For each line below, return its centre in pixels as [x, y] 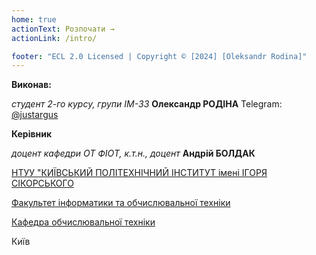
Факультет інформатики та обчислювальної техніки [121, 203]
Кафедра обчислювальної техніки [83, 222]
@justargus [35, 115]
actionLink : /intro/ [54, 38]
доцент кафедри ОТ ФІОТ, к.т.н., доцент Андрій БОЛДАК [133, 153]
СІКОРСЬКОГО [42, 183]
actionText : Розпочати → [63, 29]
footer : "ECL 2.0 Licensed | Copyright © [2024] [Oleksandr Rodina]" [159, 56]
